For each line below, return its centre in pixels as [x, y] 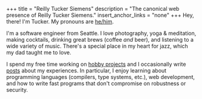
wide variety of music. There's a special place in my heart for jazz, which [97, 46]
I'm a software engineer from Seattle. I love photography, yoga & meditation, [101, 33]
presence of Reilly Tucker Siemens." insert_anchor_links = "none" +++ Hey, [100, 15]
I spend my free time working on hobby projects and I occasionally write [96, 64]
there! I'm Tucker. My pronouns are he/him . [60, 21]
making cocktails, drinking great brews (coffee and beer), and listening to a [100, 40]
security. [17, 90]
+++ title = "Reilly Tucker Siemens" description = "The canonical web [93, 9]
